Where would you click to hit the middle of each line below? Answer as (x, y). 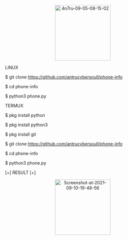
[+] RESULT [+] (20, 172)
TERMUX (14, 106)
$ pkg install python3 (27, 125)
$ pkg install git (21, 134)
